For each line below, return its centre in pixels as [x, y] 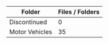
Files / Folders [79, 12]
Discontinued [28, 22]
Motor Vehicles [31, 32]
